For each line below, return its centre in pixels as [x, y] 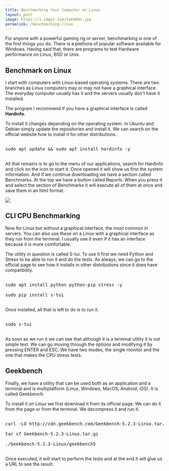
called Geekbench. [25, 394]
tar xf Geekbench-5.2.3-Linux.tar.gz [52, 434]
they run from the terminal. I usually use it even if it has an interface [75, 239]
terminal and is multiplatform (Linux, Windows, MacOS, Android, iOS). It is [82, 388]
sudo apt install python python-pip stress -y [64, 285]
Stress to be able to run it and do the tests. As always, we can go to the [79, 259]
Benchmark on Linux [38, 70]
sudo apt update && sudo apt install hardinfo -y [68, 149]
